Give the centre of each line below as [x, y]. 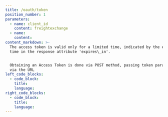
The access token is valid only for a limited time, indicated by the [85, 47]
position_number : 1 [25, 14]
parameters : [17, 19]
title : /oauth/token [27, 10]
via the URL [22, 70]
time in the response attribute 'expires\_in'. [60, 51]
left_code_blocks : [24, 74]
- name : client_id [29, 24]
